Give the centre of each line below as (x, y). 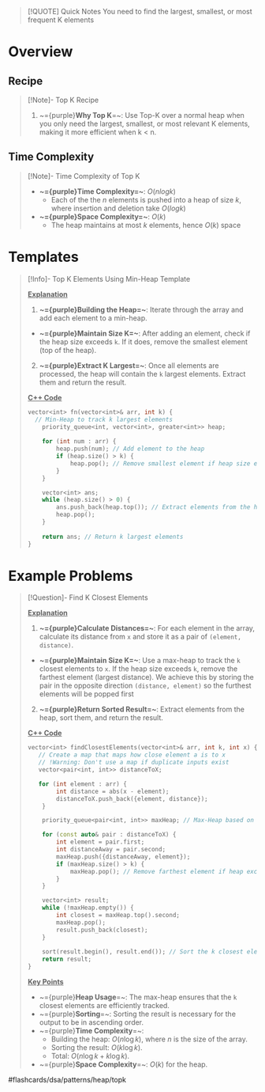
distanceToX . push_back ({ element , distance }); (132, 798)
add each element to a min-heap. (93, 318)
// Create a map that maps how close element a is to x (132, 755)
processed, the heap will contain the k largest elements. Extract (142, 373)
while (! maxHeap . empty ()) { (88, 908)
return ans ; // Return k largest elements (113, 537)
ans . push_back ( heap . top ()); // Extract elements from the (153, 507)
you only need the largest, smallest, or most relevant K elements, (144, 123)
